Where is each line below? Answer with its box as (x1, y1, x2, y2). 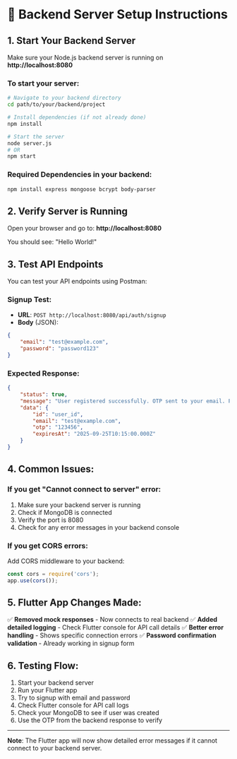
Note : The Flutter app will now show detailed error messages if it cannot (7, 736, 217, 745)
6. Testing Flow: (7, 659, 79, 671)
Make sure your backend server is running (17, 500, 141, 509)
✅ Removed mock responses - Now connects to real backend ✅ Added (7, 615, 217, 624)
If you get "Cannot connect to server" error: (7, 485, 162, 494)
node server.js (7, 139, 52, 147)
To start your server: (7, 78, 80, 88)
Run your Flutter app (17, 686, 78, 695)
